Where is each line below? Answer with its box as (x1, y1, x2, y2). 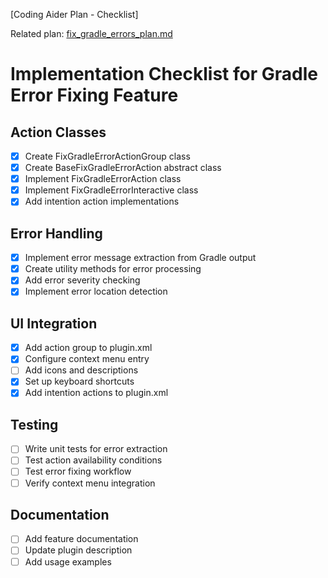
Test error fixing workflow (24, 465, 132, 478)
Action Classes (10, 124, 107, 141)
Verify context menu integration (24, 477, 156, 489)
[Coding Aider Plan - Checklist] (10, 9, 139, 20)
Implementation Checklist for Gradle (10, 63, 318, 86)
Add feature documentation (24, 533, 139, 545)
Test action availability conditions (24, 454, 163, 466)
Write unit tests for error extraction (24, 443, 168, 455)
